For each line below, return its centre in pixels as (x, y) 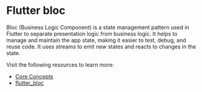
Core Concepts (34, 76)
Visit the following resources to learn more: (60, 65)
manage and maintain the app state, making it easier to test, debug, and (96, 40)
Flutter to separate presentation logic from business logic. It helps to (92, 33)
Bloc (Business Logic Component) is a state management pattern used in (98, 27)
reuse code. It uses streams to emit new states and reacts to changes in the (101, 47)
